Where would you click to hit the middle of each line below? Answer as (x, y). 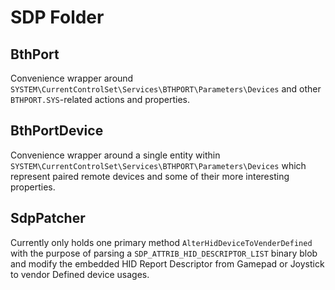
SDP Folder (57, 17)
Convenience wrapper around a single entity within (115, 155)
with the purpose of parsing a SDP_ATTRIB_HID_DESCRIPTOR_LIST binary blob (164, 253)
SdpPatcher (48, 218)
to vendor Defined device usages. (80, 274)
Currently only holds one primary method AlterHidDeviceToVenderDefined (161, 242)
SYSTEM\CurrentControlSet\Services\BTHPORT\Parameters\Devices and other (166, 89)
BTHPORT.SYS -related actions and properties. (100, 99)
